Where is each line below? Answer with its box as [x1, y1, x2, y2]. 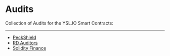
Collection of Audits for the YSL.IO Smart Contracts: [5, 20, 114, 26]
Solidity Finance [12, 45, 47, 51]
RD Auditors [12, 39, 38, 45]
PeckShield [12, 34, 36, 40]
